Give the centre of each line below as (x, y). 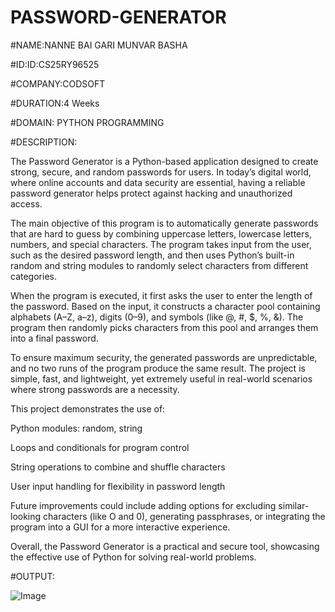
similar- (294, 505)
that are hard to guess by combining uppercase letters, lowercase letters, (161, 233)
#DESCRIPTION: (44, 142)
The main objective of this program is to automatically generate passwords (164, 223)
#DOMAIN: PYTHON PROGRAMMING (87, 122)
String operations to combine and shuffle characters (118, 467)
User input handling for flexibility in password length (118, 486)
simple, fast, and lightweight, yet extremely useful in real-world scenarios (161, 378)
